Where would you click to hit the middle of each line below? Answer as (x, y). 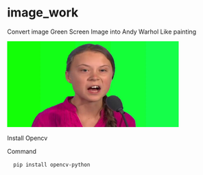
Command (22, 151)
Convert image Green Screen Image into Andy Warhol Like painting (102, 32)
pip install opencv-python (52, 165)
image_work (43, 13)
